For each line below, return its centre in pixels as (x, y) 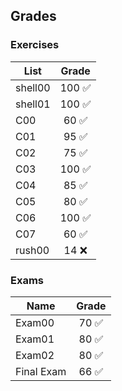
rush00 (32, 250)
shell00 (33, 87)
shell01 (33, 104)
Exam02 (35, 355)
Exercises (35, 45)
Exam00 (35, 322)
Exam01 (35, 339)
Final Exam (41, 371)
